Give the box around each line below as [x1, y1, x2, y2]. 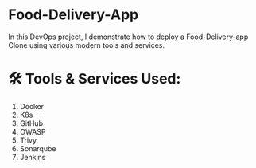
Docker [19, 101, 45, 111]
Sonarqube [19, 143, 56, 153]
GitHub [19, 118, 44, 128]
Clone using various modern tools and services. [8, 40, 165, 49]
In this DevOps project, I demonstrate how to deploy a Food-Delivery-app [8, 32, 249, 41]
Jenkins [19, 152, 46, 162]
